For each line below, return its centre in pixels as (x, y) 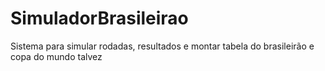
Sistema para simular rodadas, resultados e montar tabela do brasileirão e (162, 46)
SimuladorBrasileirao (99, 18)
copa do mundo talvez (56, 56)
